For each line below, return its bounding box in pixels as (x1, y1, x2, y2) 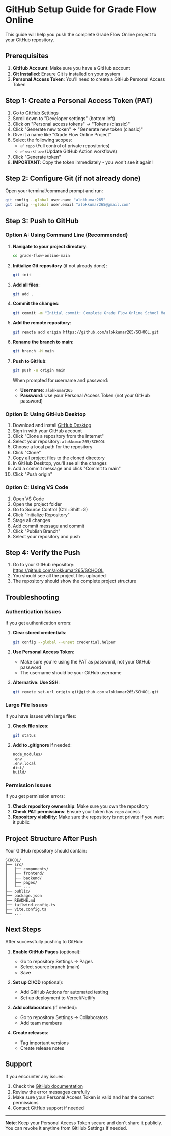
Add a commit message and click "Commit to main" (12, 466, 121, 472)
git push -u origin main (12, 368, 66, 373)
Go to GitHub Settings (12, 110, 59, 116)
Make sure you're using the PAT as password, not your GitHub (20, 658, 151, 665)
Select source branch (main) (20, 964, 80, 970)
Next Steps (5, 925, 41, 934)
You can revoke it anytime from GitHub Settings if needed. (5, 1125, 127, 1131)
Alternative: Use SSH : (12, 679, 60, 685)
